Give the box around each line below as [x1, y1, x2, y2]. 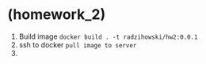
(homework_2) [7, 6, 106, 24]
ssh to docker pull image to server [18, 40, 137, 49]
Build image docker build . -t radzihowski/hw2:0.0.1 [18, 32, 198, 41]
